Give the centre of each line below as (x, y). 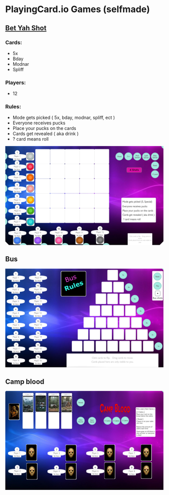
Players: (16, 82)
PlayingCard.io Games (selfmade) (78, 9)
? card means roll (31, 139)
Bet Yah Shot (26, 28)
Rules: (13, 107)
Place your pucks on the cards (44, 128)
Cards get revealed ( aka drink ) (46, 134)
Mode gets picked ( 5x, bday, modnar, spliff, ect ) (64, 118)
